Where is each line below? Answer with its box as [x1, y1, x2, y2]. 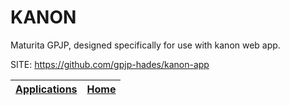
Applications [15, 82, 78, 96]
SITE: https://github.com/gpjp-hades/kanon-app [10, 58, 210, 70]
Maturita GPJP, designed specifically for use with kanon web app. [10, 39, 281, 51]
